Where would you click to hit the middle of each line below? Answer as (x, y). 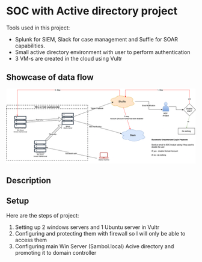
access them (31, 240)
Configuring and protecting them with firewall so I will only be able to (100, 233)
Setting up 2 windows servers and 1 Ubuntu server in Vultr (87, 227)
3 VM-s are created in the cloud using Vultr (69, 58)
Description (29, 181)
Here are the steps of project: (43, 215)
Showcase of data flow (50, 77)
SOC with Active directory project (92, 11)
